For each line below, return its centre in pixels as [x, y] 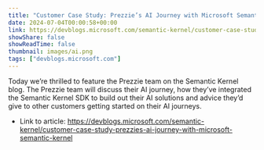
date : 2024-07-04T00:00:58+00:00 [63, 23]
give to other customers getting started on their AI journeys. [105, 105]
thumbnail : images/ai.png [50, 52]
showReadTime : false [42, 45]
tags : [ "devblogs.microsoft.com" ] [65, 59]
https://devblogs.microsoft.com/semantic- [136, 121]
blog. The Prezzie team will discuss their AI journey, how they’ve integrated [130, 89]
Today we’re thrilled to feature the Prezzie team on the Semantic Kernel [123, 81]
